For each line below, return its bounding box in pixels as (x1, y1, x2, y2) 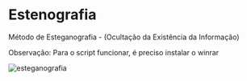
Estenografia (8, 6, 97, 24)
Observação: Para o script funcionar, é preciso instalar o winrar (8, 47, 220, 57)
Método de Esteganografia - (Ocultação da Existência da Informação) (8, 32, 240, 42)
